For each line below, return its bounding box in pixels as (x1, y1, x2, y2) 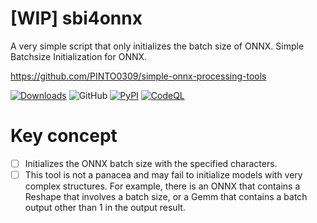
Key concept (10, 125, 118, 147)
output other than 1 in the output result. (24, 202, 186, 213)
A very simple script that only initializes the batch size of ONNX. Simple (10, 40, 305, 52)
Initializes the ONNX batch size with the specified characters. (24, 157, 278, 169)
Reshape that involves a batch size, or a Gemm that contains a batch (24, 191, 308, 202)
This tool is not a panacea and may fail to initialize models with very (24, 168, 303, 181)
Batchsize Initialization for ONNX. (10, 50, 148, 62)
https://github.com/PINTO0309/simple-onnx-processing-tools (10, 70, 267, 82)
